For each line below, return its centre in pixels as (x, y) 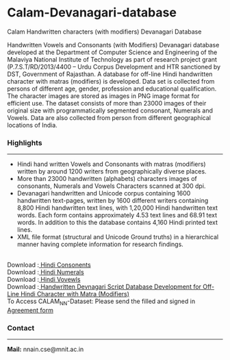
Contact (21, 328)
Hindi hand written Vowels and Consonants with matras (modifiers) (112, 164)
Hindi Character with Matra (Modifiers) (75, 294)
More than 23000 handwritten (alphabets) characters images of (107, 179)
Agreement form (30, 311)
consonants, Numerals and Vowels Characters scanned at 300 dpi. (111, 186)
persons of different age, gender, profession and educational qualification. (112, 88)
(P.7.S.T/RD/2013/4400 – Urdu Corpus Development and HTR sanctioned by (114, 67)
